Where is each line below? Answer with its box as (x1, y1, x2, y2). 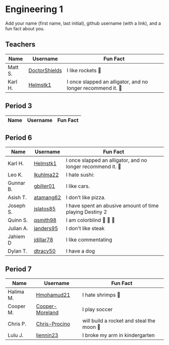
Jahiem (8, 233, 25, 240)
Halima (8, 289, 24, 296)
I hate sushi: (66, 171, 95, 179)
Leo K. (8, 171, 23, 179)
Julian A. (8, 225, 29, 232)
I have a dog (66, 248, 95, 255)
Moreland (36, 309, 59, 316)
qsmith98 (33, 217, 57, 224)
